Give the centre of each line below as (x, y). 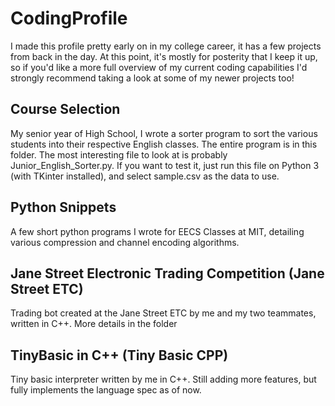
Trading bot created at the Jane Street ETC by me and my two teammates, (163, 313)
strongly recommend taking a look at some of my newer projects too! (152, 78)
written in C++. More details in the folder (94, 324)
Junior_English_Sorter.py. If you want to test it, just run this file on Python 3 (165, 165)
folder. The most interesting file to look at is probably (119, 154)
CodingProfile (69, 18)
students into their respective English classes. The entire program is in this (164, 144)
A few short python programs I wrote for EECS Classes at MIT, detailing (157, 231)
